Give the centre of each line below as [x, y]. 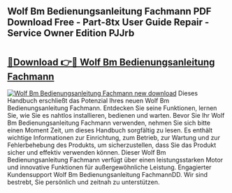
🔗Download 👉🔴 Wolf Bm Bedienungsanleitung [111, 62]
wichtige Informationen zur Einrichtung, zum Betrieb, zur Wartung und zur [114, 138]
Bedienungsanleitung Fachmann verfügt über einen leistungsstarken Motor [115, 160]
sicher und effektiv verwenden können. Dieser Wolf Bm [87, 152]
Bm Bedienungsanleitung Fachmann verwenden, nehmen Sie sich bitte [109, 123]
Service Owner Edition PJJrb [71, 33]
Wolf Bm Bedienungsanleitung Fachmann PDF [109, 11]
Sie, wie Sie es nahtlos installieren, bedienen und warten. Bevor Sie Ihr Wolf [116, 115]
